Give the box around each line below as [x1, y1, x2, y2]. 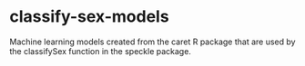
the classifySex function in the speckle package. [9, 45, 191, 56]
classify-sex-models [9, 6, 170, 27]
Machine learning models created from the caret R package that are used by [9, 36, 296, 47]
